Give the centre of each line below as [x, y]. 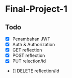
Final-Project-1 [36, 9]
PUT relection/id [29, 61]
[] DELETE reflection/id [36, 71]
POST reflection [29, 55]
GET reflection [27, 50]
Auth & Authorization [34, 45]
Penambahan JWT [31, 39]
